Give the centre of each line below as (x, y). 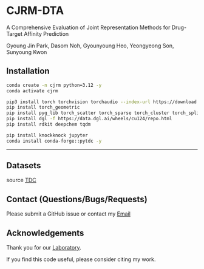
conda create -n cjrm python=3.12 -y (54, 85)
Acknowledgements (45, 233)
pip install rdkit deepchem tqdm (49, 124)
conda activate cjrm (32, 91)
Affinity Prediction (46, 33)
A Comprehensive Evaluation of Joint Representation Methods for (88, 27)
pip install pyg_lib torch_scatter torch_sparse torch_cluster (88, 113)
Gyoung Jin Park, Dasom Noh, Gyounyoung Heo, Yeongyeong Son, (90, 46)
